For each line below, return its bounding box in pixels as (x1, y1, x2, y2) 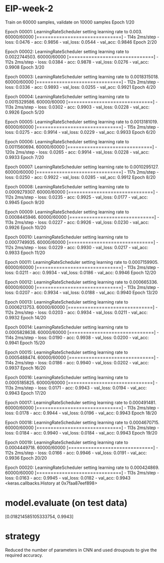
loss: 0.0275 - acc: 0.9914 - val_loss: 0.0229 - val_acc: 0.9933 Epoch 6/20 (5, 129, 156, 135)
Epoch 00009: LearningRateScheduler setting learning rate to (5, 209, 130, 215)
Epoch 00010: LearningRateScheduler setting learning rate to (5, 234, 129, 240)
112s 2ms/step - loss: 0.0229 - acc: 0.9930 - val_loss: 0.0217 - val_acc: (5, 244, 148, 250)
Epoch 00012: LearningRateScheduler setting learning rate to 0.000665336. (5, 279, 158, 285)
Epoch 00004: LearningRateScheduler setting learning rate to (5, 94, 130, 100)
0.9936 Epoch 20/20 (5, 455, 47, 461)
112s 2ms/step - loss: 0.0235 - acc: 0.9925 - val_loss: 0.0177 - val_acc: (5, 194, 148, 200)
